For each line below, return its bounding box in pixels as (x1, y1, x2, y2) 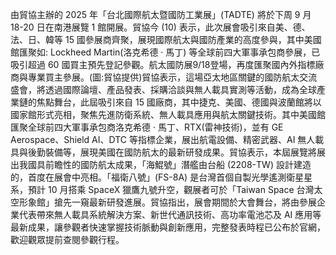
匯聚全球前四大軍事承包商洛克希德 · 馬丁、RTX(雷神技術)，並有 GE (10, 121, 284, 133)
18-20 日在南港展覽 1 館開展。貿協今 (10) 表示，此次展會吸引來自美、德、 (10, 21, 311, 33)
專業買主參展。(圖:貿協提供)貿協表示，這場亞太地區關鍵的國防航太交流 (27, 71, 318, 83)
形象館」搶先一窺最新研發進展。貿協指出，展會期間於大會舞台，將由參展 (18, 196, 317, 208)
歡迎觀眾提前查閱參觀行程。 (10, 234, 125, 245)
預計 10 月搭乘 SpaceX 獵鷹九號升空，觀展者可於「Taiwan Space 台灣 (27, 184, 315, 195)
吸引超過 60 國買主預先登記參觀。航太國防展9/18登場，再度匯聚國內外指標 (10, 59, 316, 70)
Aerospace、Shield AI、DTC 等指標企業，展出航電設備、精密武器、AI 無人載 (10, 134, 325, 145)
